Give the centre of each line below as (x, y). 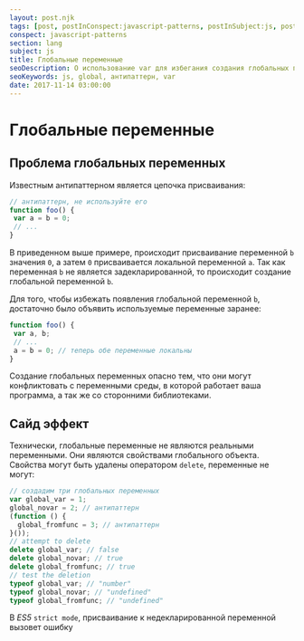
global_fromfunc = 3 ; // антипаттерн (89, 525)
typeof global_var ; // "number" (70, 584)
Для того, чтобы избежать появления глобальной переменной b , (135, 299)
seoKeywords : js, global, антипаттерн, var (93, 77)
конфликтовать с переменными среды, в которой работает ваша (135, 386)
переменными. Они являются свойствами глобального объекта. (134, 455)
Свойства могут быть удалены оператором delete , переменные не (139, 465)
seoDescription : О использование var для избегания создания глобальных (149, 69)
